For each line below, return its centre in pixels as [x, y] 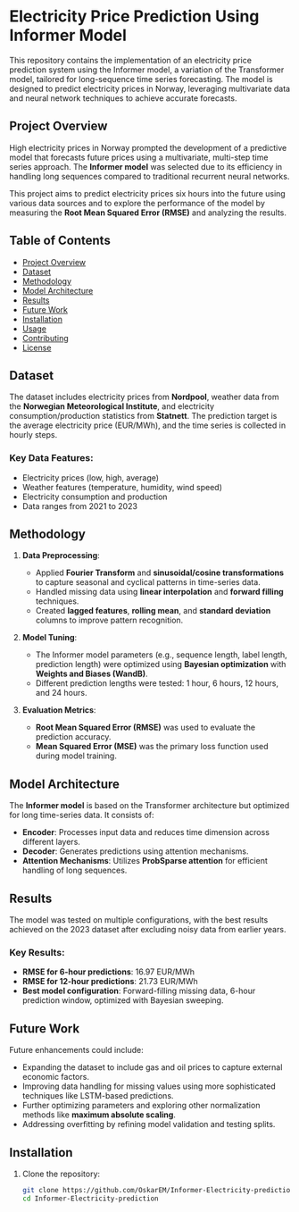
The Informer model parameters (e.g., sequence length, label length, [161, 655]
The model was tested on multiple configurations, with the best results [139, 920]
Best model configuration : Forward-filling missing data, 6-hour [139, 991]
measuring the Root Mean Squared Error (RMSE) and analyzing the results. [148, 213]
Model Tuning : [50, 638]
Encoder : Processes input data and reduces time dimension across [146, 832]
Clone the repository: [61, 1174]
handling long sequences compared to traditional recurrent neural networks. [149, 176]
